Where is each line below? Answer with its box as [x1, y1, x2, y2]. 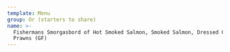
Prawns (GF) [13, 35, 48, 42]
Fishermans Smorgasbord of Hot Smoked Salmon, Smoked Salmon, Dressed [13, 28, 219, 36]
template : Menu [7, 9, 51, 17]
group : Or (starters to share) [7, 16, 97, 23]
